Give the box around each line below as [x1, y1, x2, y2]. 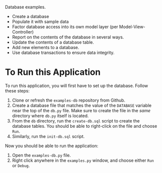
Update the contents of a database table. [12, 39, 95, 45]
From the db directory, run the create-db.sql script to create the [12, 118, 140, 123]
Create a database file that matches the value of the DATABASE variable [12, 102, 152, 108]
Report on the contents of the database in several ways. [12, 34, 124, 40]
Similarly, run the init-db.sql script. [12, 133, 85, 139]
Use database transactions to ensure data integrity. [12, 50, 115, 55]
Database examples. [5, 4, 46, 10]
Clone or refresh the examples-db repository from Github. [12, 97, 126, 103]
